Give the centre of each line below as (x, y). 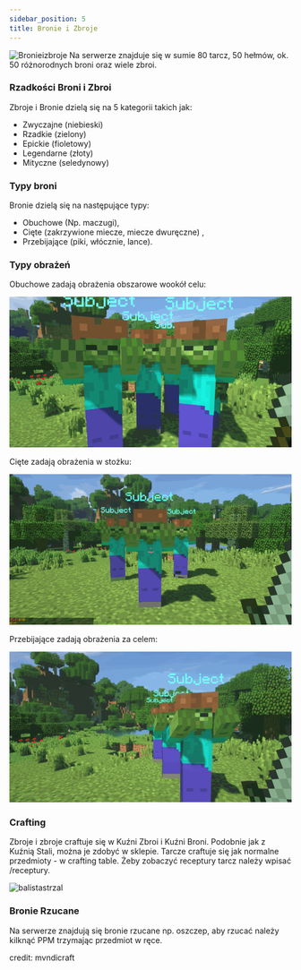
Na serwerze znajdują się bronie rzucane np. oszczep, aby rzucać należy (144, 931)
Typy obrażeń (40, 265)
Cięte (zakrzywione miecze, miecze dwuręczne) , (113, 232)
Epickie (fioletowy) (56, 143)
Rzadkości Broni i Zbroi (60, 88)
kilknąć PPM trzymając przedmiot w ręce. (86, 940)
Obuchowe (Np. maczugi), (71, 223)
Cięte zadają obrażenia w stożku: (70, 462)
